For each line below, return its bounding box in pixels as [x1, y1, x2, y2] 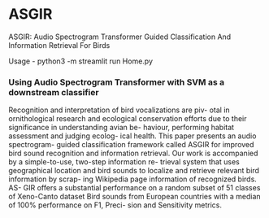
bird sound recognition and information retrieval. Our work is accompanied [8, 148, 258, 159]
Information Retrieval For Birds [8, 40, 111, 50]
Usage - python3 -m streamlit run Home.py [8, 56, 153, 66]
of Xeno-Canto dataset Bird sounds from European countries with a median [8, 192, 262, 202]
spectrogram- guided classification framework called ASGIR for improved [8, 140, 254, 150]
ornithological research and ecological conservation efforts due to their [8, 114, 247, 124]
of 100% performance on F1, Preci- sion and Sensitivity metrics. [8, 200, 222, 210]
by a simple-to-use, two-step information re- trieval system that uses [8, 157, 240, 167]
